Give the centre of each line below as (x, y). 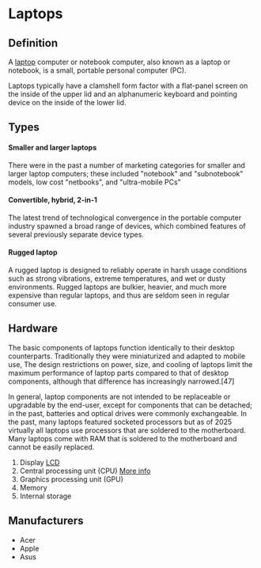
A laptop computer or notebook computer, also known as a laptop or (119, 62)
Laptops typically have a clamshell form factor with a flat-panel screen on (128, 85)
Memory (33, 487)
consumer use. (32, 304)
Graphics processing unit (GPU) (72, 479)
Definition (33, 43)
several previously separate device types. (76, 234)
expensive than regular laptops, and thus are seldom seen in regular (119, 295)
